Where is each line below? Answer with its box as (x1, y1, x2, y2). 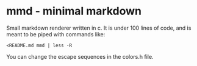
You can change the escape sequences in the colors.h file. (6, 53, 154, 60)
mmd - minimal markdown (6, 4, 142, 18)
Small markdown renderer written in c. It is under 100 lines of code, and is (6, 24, 192, 31)
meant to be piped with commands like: (6, 30, 106, 38)
